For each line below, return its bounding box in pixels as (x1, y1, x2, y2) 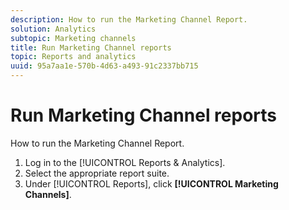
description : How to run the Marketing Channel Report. (10, 14, 248, 25)
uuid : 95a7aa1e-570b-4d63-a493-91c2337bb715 (10, 61, 199, 71)
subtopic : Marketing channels (10, 33, 137, 43)
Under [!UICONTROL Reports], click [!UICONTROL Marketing (24, 177, 279, 190)
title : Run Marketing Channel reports (10, 42, 172, 53)
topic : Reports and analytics (10, 52, 137, 62)
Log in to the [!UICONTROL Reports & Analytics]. (24, 156, 226, 168)
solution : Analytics (10, 24, 97, 34)
